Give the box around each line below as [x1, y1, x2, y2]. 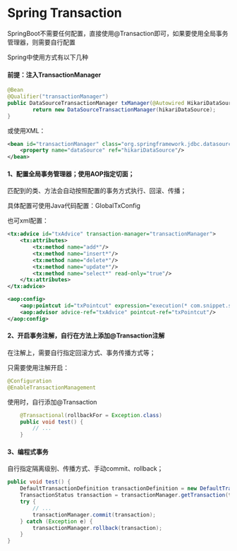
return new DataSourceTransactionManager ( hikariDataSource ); [32, 106, 217, 113]
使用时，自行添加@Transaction [7, 397, 97, 406]
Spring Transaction [7, 5, 122, 21]
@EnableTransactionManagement [7, 384, 97, 391]
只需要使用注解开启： [7, 363, 69, 371]
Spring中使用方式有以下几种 [7, 53, 89, 61]
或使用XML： [7, 126, 46, 135]
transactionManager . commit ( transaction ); [32, 511, 157, 519]
